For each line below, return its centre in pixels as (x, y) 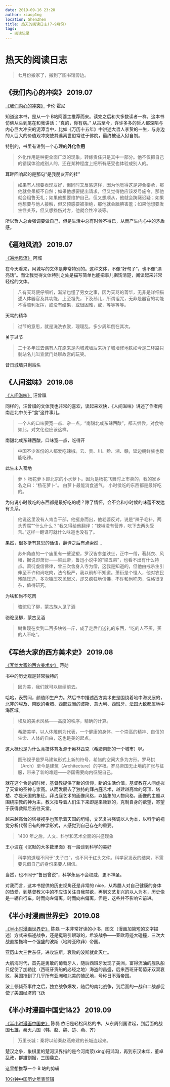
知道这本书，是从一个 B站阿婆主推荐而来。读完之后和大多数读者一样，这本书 (85, 116)
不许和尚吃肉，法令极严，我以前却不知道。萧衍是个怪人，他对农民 (95, 573)
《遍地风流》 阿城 (24, 258)
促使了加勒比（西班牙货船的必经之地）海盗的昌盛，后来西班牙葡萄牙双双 (85, 969)
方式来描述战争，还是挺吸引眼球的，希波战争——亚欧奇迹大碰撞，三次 (87, 935)
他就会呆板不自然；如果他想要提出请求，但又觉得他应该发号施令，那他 (91, 191)
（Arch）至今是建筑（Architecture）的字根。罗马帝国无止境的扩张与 (89, 766)
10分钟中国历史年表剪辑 (30, 1079)
